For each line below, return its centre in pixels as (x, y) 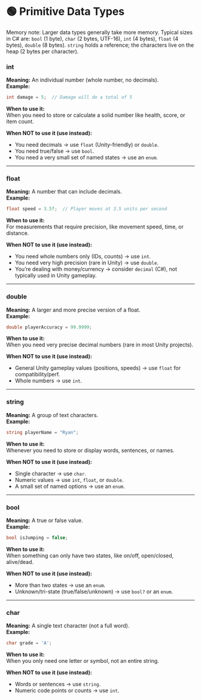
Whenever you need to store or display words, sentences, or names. (90, 450)
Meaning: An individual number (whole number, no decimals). (83, 80)
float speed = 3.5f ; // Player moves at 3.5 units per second (87, 209)
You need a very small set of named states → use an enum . (86, 158)
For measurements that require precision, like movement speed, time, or (95, 227)
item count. (20, 122)
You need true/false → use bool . (54, 151)
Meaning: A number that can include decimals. (64, 192)
